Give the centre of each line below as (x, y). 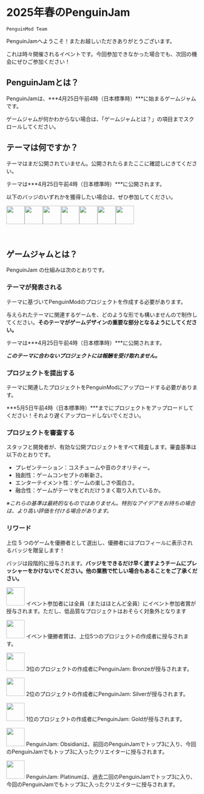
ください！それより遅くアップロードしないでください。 (75, 415)
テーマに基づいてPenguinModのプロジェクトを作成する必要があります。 (96, 302)
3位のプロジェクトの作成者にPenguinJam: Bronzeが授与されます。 (109, 669)
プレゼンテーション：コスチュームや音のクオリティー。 (84, 468)
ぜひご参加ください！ (43, 61)
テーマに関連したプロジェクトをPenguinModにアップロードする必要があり (99, 387)
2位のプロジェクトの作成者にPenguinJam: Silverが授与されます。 (107, 694)
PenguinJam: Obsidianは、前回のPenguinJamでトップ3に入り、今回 (111, 744)
